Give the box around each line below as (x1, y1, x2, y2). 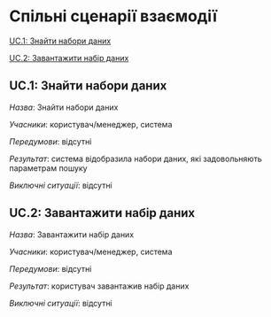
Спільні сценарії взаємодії (9, 6, 217, 27)
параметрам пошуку (9, 162, 88, 174)
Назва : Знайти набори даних (9, 102, 119, 112)
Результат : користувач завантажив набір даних (9, 281, 190, 291)
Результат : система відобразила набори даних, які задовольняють (9, 153, 263, 164)
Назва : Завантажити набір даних (9, 228, 135, 240)
